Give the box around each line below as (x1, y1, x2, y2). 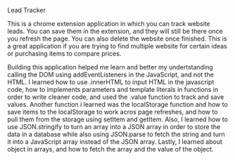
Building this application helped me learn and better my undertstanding (7, 63, 213, 71)
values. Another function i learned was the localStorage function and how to (7, 100, 229, 108)
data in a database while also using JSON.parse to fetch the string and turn (7, 130, 225, 138)
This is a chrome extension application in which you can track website (7, 20, 211, 27)
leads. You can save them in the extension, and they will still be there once (7, 27, 223, 35)
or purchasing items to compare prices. (7, 49, 122, 58)
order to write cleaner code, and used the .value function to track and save (7, 93, 224, 101)
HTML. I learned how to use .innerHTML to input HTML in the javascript (7, 78, 215, 86)
